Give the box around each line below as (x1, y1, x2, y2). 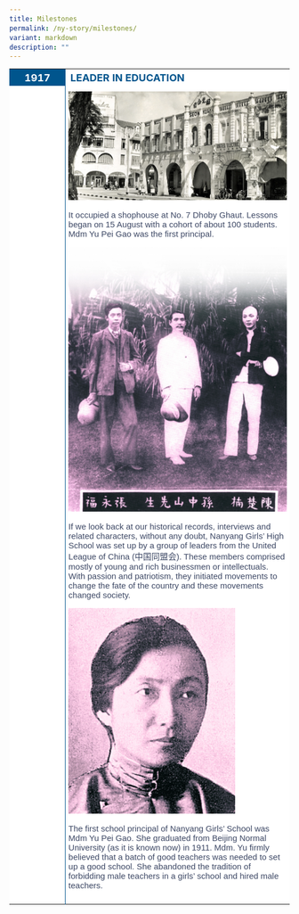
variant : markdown (9, 33, 77, 42)
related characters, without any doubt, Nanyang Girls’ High (68, 531, 285, 541)
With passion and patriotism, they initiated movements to (68, 571, 278, 581)
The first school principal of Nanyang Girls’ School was (68, 823, 270, 834)
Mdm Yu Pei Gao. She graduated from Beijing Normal (68, 833, 267, 844)
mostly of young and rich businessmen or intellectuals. (68, 561, 269, 572)
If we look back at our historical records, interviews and (68, 521, 271, 531)
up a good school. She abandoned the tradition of (68, 861, 252, 872)
